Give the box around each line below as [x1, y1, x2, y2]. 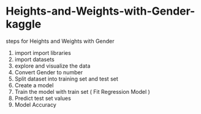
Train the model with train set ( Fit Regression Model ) [14, 88, 151, 95]
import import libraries [14, 49, 71, 56]
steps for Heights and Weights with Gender [6, 37, 115, 45]
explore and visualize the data [14, 62, 91, 69]
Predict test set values [14, 94, 71, 102]
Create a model [14, 81, 54, 89]
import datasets [14, 55, 55, 63]
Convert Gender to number [14, 68, 83, 76]
